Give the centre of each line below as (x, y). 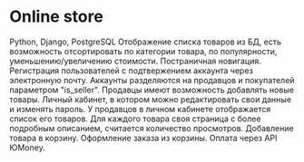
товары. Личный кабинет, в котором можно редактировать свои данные (151, 99)
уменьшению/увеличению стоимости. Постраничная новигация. (135, 61)
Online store (57, 17)
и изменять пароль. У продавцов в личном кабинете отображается (140, 109)
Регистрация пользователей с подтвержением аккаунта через (132, 71)
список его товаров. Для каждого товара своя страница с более (135, 119)
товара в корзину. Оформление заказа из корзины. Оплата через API (143, 138)
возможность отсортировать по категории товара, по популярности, (143, 51)
